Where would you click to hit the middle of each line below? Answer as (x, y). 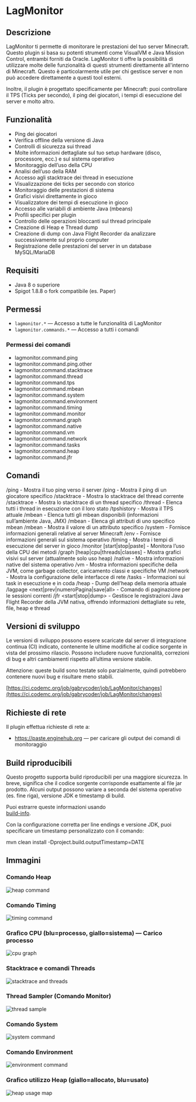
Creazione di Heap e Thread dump (56, 227)
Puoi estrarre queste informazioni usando (56, 807)
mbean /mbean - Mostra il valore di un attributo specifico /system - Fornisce (98, 527)
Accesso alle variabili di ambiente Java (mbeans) (73, 209)
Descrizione (29, 33)
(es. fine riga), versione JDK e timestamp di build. (66, 796)
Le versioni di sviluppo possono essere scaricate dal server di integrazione (96, 640)
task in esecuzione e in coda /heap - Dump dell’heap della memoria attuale (96, 583)
